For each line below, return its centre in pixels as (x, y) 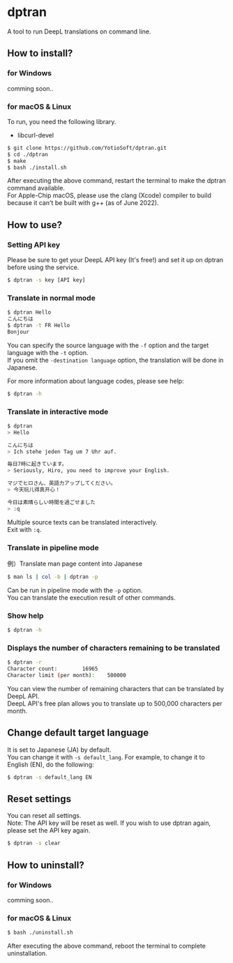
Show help (25, 616)
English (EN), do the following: (51, 764)
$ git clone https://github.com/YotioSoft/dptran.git (87, 148)
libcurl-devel (36, 135)
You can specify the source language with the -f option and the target (108, 345)
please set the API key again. (49, 831)
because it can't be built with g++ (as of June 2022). (83, 203)
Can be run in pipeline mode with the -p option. (75, 590)
